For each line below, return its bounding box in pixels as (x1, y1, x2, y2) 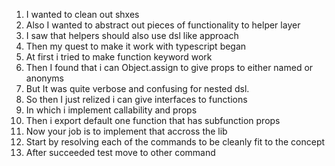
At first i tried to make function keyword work (25, 51, 213, 63)
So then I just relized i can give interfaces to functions (25, 94, 248, 105)
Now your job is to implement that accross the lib (25, 125, 228, 137)
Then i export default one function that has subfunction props (25, 115, 281, 126)
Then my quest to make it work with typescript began (25, 40, 247, 52)
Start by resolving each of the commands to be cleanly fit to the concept (25, 136, 326, 148)
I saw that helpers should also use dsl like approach (25, 30, 239, 41)
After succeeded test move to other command (25, 147, 216, 158)
